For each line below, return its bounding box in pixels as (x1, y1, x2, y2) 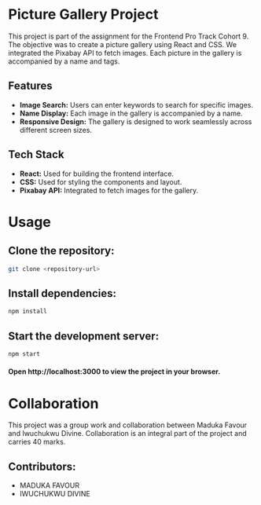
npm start (8, 349, 41, 358)
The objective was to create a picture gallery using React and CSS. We (8, 39, 237, 49)
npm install (8, 308, 47, 316)
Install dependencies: (8, 287, 116, 300)
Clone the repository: (8, 244, 115, 258)
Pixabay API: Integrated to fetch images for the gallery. (19, 185, 199, 195)
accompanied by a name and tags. (8, 57, 120, 66)
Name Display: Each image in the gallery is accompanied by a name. (19, 108, 243, 118)
